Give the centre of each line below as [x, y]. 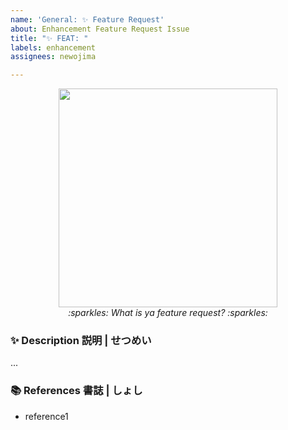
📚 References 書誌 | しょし [76, 391]
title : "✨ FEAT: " [49, 38]
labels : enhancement [53, 47]
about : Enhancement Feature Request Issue [100, 29]
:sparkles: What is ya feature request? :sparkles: [168, 313]
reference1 [46, 416]
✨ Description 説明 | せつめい [81, 341]
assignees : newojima [53, 57]
